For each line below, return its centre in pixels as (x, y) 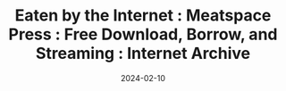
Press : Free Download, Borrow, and (143, 34)
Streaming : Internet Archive (143, 54)
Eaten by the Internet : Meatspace (143, 16)
